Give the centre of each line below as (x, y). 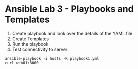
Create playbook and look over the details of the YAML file (72, 33)
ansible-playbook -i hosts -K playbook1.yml (52, 58)
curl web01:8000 (22, 63)
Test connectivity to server (40, 49)
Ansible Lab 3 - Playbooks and (69, 9)
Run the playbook (30, 44)
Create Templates (30, 39)
